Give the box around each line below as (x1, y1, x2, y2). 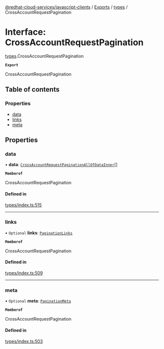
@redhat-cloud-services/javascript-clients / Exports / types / (5, 4, 128, 10)
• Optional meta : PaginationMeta (5, 298, 71, 304)
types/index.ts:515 (5, 202, 42, 208)
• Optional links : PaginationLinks (5, 230, 73, 236)
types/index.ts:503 (5, 338, 43, 344)
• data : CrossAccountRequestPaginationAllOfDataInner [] (5, 162, 118, 168)
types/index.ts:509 (5, 270, 43, 276)
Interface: (5, 26, 46, 38)
